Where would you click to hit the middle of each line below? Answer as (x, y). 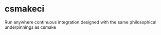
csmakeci (25, 9)
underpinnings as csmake (30, 27)
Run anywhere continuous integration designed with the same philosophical (80, 22)
